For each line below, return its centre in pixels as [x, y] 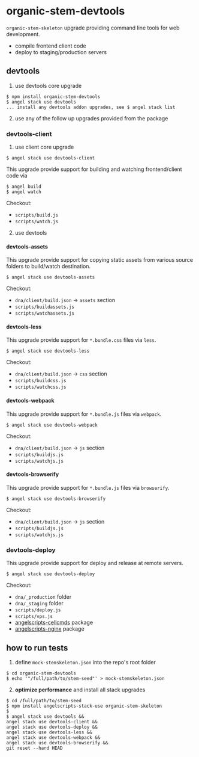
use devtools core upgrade [48, 85]
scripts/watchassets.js [45, 314]
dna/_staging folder [39, 604]
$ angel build [24, 187]
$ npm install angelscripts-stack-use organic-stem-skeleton [84, 706]
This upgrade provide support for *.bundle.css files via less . [81, 340]
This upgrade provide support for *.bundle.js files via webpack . [84, 414]
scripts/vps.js [34, 617]
